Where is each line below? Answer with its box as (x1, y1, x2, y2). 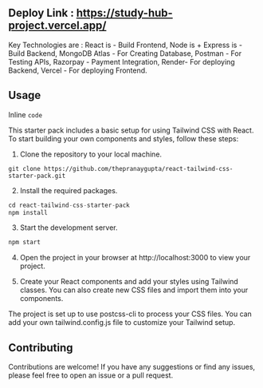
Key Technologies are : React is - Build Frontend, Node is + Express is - (8, 40, 243, 49)
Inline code (8, 109, 42, 119)
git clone (8, 164, 41, 172)
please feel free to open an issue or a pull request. (8, 370, 174, 380)
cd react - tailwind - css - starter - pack (8, 201, 130, 209)
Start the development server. (19, 223, 118, 232)
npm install (8, 208, 48, 216)
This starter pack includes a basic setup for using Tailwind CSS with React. (8, 125, 254, 135)
